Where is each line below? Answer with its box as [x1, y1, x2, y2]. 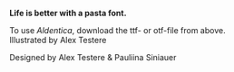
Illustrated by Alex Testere [9, 35, 107, 45]
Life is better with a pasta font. [9, 8, 127, 18]
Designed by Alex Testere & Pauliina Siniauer [9, 52, 177, 62]
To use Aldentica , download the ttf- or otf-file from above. [9, 25, 226, 35]
